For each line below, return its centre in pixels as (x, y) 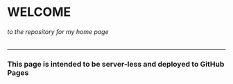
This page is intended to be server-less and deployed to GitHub (116, 65)
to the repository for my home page (58, 31)
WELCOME (39, 12)
